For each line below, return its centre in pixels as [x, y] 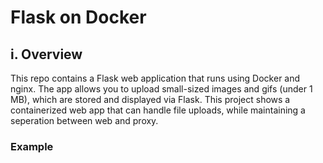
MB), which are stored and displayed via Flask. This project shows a [150, 99]
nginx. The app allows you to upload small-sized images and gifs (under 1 [161, 89]
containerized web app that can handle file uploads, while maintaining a [158, 110]
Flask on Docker [78, 17]
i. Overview [46, 54]
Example [32, 146]
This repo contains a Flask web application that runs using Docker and [155, 78]
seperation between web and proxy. [84, 120]
